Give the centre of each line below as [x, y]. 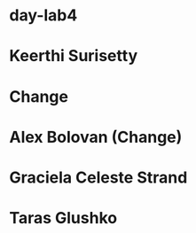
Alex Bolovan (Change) [96, 137]
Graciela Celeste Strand [98, 177]
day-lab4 [43, 16]
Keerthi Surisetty [74, 56]
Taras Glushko [63, 218]
